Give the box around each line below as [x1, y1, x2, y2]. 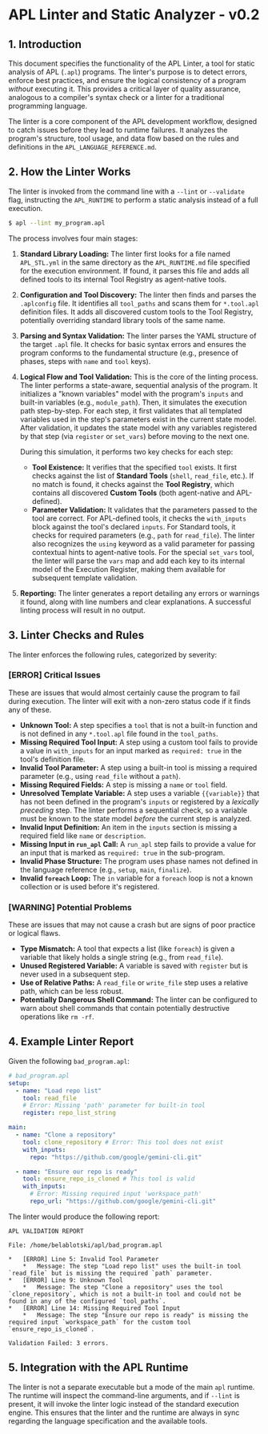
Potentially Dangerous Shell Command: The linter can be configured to [19, 995, 258, 1005]
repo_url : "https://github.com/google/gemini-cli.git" [29, 1197, 217, 1205]
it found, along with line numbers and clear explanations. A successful [19, 597, 252, 606]
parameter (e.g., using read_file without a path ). [19, 771, 182, 781]
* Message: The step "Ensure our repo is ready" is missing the [22, 1311, 249, 1319]
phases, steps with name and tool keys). [19, 356, 151, 365]
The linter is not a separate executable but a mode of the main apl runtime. [8, 1382, 255, 1392]
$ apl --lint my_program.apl [8, 218, 106, 227]
